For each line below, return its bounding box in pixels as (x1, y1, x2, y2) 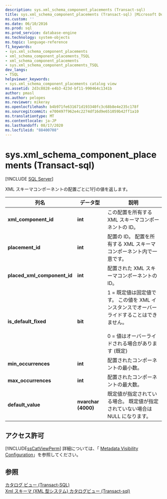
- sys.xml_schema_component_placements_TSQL (5, 63, 99, 68)
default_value (7, 401, 41, 408)
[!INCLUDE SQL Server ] (5, 176, 54, 182)
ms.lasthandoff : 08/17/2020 (5, 123, 64, 128)
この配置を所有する (107, 209, 153, 216)
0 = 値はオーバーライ (107, 333, 157, 340)
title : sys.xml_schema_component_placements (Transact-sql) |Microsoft (5, 12, 157, 17)
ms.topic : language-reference (5, 40, 68, 45)
